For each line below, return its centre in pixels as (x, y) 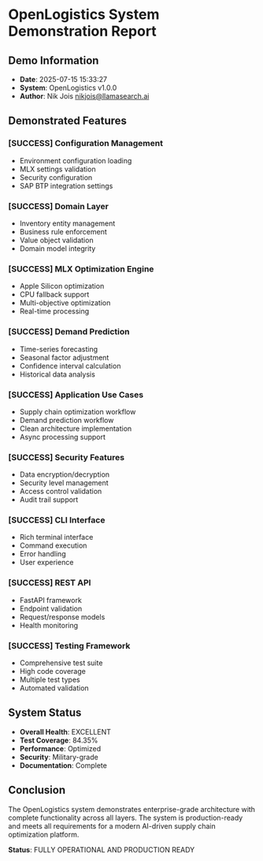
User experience (46, 563)
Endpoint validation (51, 608)
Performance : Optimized (60, 748)
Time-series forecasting (59, 349)
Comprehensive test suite (61, 663)
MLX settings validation (57, 169)
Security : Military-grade (59, 757)
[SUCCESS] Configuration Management (86, 144)
